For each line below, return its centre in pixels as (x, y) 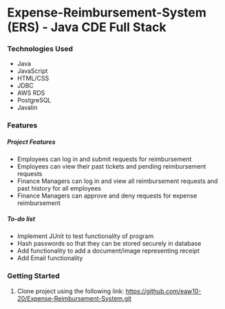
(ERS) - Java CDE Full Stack (87, 27)
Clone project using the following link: (71, 291)
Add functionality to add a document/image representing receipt (108, 251)
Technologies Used (40, 49)
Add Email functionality (50, 258)
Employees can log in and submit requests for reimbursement (104, 159)
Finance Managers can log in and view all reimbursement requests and (117, 181)
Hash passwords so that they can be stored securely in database (109, 244)
